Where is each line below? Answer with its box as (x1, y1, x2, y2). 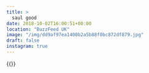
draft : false (6, 37, 40, 44)
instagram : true (6, 44, 48, 50)
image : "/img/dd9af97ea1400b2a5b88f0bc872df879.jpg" (6, 32, 144, 38)
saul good (12, 15, 37, 21)
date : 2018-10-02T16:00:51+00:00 (6, 20, 92, 26)
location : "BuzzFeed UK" (6, 26, 70, 33)
